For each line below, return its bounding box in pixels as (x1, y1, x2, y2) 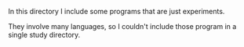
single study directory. (8, 31, 81, 39)
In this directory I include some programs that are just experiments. (8, 7, 225, 16)
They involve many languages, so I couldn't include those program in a (8, 22, 237, 31)
